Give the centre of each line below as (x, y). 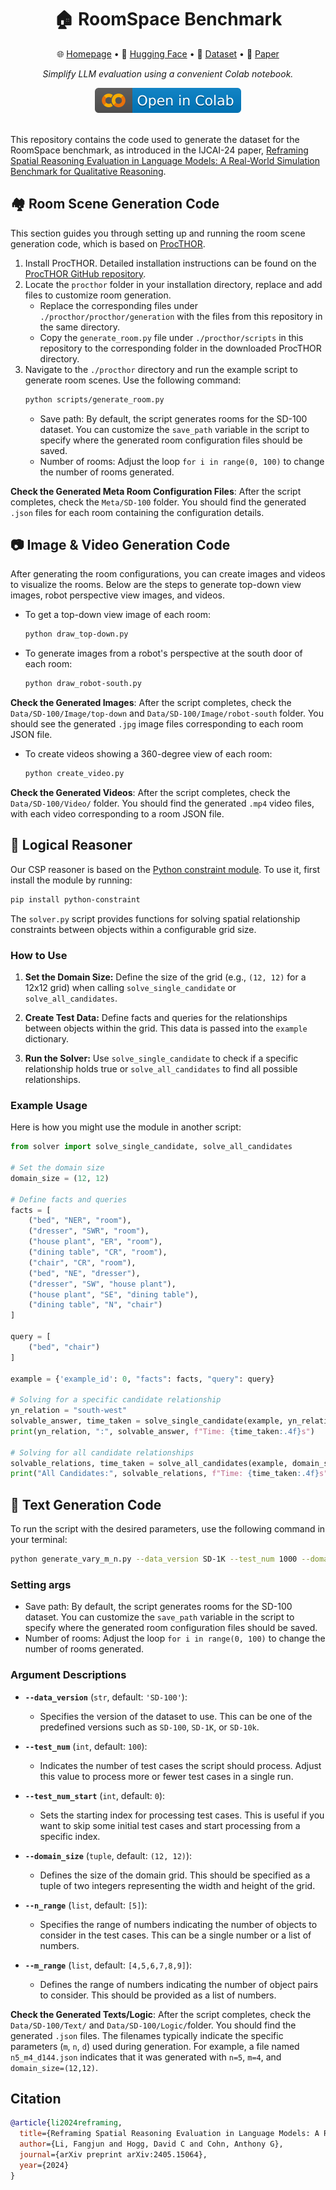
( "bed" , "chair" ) (64, 1347)
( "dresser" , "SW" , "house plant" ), (102, 1284)
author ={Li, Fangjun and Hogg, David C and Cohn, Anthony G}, (151, 2144)
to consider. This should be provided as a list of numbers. (158, 1995)
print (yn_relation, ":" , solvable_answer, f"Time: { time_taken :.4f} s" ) (162, 1431)
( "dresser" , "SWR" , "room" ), (89, 1231)
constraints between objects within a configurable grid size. (133, 929)
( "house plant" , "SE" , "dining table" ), (113, 1294)
